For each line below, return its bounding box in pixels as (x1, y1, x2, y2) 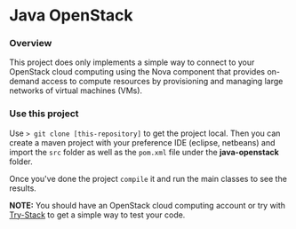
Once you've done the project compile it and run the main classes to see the (9, 173, 287, 184)
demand (9, 76, 40, 87)
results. (9, 183, 37, 193)
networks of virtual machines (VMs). (9, 85, 143, 96)
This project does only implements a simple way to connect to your (9, 57, 255, 67)
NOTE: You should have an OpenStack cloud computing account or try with (9, 200, 286, 210)
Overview (9, 37, 52, 50)
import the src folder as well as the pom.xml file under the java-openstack (9, 146, 280, 157)
